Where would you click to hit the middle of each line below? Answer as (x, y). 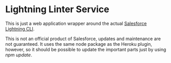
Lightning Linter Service (57, 9)
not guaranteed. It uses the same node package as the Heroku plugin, (79, 44)
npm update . (19, 55)
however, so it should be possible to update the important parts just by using (86, 49)
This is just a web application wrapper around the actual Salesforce (76, 23)
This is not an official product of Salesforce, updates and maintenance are (83, 39)
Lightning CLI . (20, 28)
